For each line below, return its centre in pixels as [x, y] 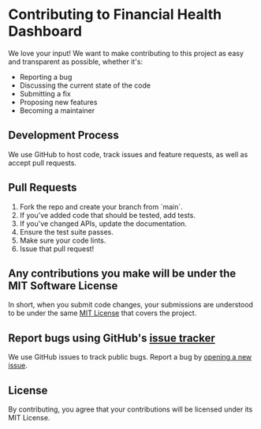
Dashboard [45, 31]
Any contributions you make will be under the [122, 273]
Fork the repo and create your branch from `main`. [101, 206]
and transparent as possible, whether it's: [76, 62]
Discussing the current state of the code [85, 85]
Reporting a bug [46, 77]
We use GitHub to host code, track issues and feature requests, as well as [128, 154]
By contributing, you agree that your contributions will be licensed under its [130, 409]
